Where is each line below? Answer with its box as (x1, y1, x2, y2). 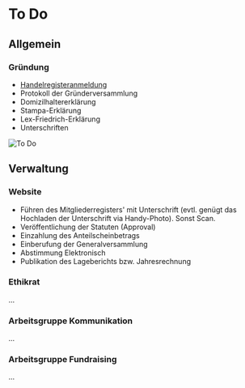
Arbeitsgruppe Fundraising (8, 354, 117, 365)
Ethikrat (8, 276, 40, 288)
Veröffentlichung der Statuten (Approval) (19, 222, 156, 232)
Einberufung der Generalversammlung (19, 239, 148, 249)
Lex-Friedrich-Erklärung (19, 114, 101, 124)
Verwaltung (8, 162, 69, 176)
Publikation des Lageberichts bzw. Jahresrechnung (19, 256, 192, 266)
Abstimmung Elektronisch (19, 248, 106, 258)
